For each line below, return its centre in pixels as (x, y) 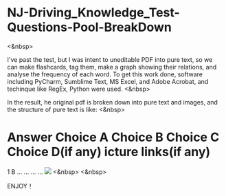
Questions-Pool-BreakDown (89, 27)
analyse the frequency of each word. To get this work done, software (105, 74)
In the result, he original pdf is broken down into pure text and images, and (113, 102)
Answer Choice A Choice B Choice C (113, 137)
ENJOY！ (20, 186)
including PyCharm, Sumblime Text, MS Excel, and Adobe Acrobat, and (108, 81)
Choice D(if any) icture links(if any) (109, 152)
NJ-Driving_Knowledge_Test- (93, 13)
